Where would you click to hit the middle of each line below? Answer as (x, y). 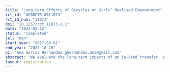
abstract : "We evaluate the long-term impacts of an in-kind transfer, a (85, 57)
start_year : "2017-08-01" (33, 43)
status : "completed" (27, 33)
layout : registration (28, 62)
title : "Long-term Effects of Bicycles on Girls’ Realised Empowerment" (84, 10)
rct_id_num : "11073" (27, 19)
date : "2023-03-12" (26, 29)
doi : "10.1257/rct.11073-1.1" (37, 24)
